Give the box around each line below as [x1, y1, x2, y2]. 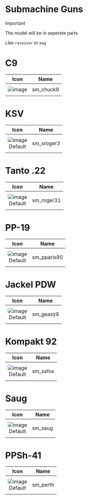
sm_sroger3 [32, 139, 60, 147]
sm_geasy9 [32, 311, 59, 318]
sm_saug [32, 424, 53, 432]
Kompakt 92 [5, 336, 57, 347]
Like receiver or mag [5, 39, 46, 46]
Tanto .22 [5, 165, 46, 176]
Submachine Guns [5, 4, 83, 15]
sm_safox [32, 368, 54, 375]
